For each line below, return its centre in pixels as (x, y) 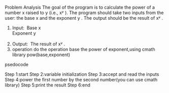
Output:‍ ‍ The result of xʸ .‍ (39, 44)
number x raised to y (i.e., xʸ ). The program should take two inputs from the (84, 13)
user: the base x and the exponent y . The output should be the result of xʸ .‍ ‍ (84, 18)
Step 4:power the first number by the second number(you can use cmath (81, 80)
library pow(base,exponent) (41, 55)
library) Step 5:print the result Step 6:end (48, 85)
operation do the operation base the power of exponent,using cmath (83, 49)
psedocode (17, 64)
